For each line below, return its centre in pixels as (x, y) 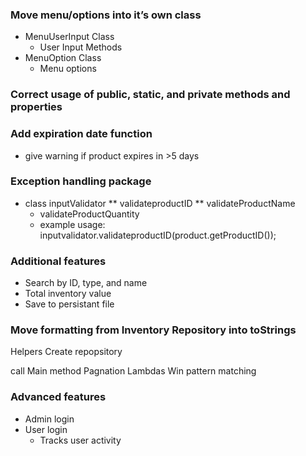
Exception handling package (81, 181)
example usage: (72, 224)
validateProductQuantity (89, 214)
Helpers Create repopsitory (66, 352)
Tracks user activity (80, 440)
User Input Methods (81, 47)
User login (46, 429)
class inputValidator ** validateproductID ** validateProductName (160, 203)
